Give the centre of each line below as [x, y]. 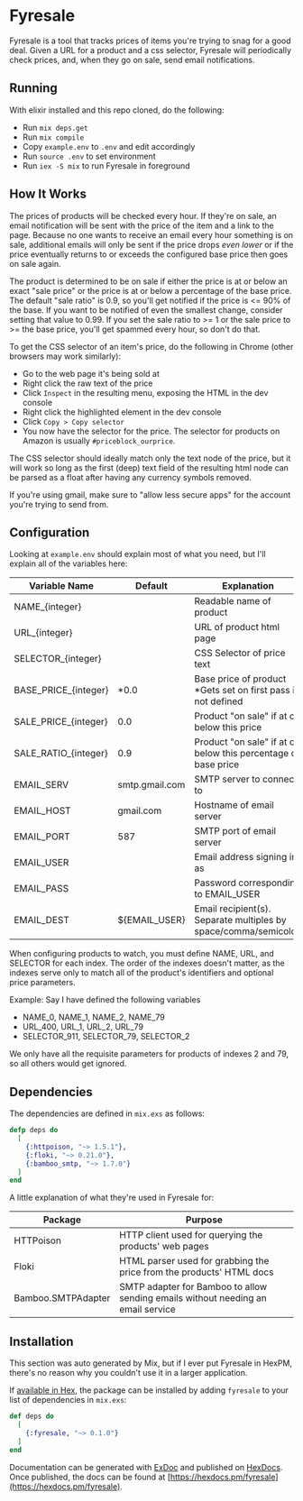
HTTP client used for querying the [191, 1235]
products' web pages [164, 1247]
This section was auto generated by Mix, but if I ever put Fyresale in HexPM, [151, 1363]
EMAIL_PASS [41, 889]
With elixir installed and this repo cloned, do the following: [117, 110]
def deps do [32, 1416]
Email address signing [241, 857]
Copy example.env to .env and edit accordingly [109, 146]
